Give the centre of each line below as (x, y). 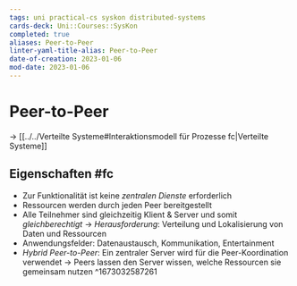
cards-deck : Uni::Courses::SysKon (74, 26)
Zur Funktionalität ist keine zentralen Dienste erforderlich (127, 195)
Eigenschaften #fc (62, 174)
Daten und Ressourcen (64, 233)
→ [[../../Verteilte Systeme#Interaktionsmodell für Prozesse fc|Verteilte (139, 136)
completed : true (39, 34)
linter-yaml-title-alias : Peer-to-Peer (84, 51)
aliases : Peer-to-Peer (51, 42)
